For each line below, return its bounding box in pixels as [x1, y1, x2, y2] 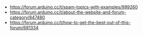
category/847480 [9, 15, 45, 20]
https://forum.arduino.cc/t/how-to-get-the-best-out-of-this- [9, 19, 131, 25]
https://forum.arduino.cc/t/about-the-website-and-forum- [9, 9, 126, 15]
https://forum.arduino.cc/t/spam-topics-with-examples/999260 [9, 4, 138, 10]
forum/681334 [9, 25, 39, 31]
